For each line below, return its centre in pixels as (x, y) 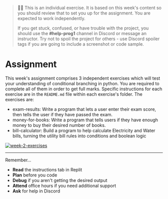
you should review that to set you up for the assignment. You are (84, 13)
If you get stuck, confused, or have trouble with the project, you (83, 28)
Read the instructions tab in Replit (47, 169)
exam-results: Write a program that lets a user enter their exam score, (84, 109)
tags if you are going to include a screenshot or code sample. (80, 44)
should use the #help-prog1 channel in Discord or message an (82, 33)
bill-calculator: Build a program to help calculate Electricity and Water (84, 130)
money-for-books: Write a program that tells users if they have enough (85, 120)
